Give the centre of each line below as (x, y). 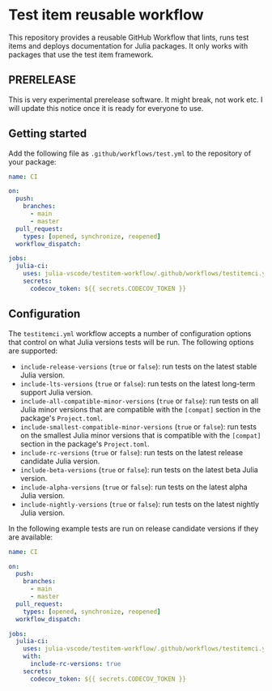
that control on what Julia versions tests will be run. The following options (131, 342)
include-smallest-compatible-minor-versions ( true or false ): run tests (138, 426)
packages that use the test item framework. (81, 54)
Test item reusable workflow (106, 15)
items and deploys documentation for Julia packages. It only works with (128, 45)
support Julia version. (56, 392)
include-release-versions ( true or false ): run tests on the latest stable (138, 366)
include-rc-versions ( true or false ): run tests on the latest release (132, 452)
